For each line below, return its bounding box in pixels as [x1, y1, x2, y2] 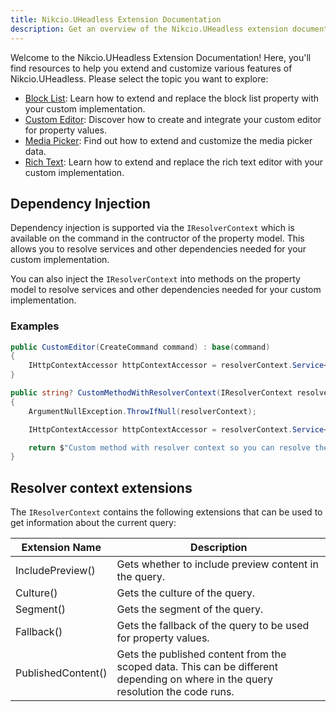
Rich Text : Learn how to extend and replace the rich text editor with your [24, 156, 323, 168]
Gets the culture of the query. [116, 586, 256, 600]
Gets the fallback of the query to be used [116, 619, 310, 633]
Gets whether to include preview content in [116, 557, 319, 571]
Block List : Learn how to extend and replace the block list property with [24, 92, 320, 104]
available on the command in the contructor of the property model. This [10, 232, 305, 245]
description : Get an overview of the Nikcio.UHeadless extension [10, 24, 288, 34]
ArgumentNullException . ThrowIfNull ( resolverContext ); [28, 406, 257, 416]
